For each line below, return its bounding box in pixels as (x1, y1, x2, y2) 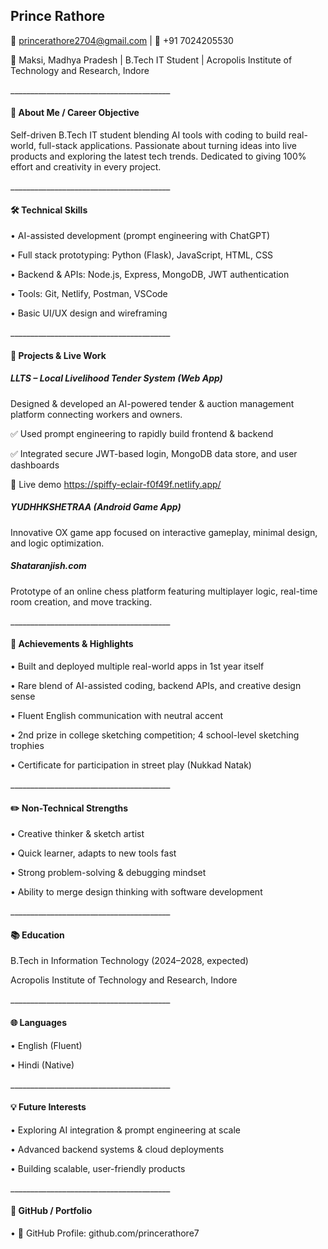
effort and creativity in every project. (10, 161, 162, 173)
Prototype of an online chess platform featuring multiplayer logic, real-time (10, 585, 318, 597)
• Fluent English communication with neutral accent (10, 709, 224, 721)
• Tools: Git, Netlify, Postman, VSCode (10, 288, 168, 300)
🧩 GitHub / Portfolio (10, 1205, 93, 1217)
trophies (10, 739, 45, 751)
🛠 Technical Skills (10, 204, 88, 216)
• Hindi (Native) (10, 1059, 75, 1071)
